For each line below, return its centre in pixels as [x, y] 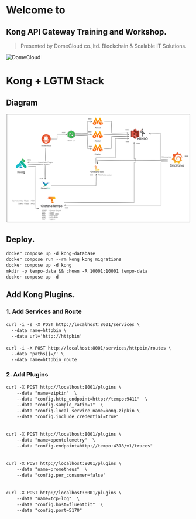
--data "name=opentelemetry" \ [56, 440]
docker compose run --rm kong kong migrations [64, 259]
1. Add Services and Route [44, 311]
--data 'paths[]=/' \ [38, 354]
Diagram [22, 102]
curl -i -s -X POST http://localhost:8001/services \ [73, 324]
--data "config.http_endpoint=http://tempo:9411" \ [82, 399]
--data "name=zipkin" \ [47, 394]
